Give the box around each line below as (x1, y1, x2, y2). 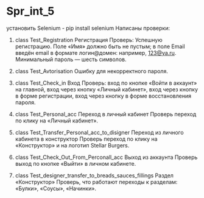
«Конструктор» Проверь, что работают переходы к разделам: (15, 178, 178, 185)
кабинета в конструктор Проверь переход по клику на (15, 135, 158, 143)
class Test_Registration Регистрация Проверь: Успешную (15, 36, 163, 43)
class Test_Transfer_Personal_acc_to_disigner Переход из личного (15, 129, 184, 136)
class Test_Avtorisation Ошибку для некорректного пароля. (15, 67, 169, 74)
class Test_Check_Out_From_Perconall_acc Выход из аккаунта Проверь (15, 154, 198, 161)
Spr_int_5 (6, 4, 55, 18)
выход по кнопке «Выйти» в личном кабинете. (15, 160, 136, 167)
